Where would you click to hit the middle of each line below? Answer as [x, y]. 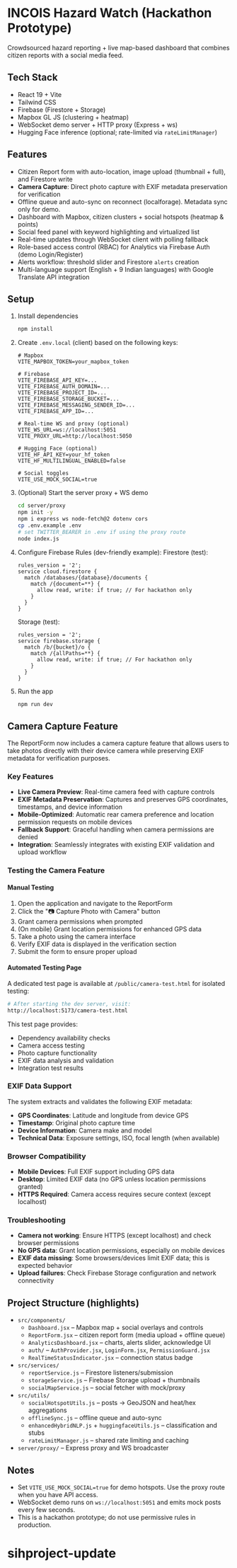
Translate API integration [53, 277]
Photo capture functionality [57, 1052]
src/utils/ [34, 1396]
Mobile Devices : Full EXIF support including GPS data [96, 1172]
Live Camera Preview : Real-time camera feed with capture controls [116, 792]
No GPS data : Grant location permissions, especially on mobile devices [121, 1251]
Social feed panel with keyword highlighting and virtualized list [109, 232]
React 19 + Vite [40, 94]
